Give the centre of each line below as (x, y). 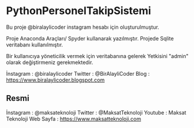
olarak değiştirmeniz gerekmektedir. (50, 62)
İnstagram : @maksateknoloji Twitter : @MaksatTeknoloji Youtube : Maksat (96, 112)
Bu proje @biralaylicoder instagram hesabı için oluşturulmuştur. (83, 27)
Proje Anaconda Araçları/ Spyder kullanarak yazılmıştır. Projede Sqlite (90, 38)
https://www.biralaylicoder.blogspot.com (55, 80)
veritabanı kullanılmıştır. (35, 45)
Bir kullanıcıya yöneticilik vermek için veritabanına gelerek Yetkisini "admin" (97, 56)
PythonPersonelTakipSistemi (79, 11)
